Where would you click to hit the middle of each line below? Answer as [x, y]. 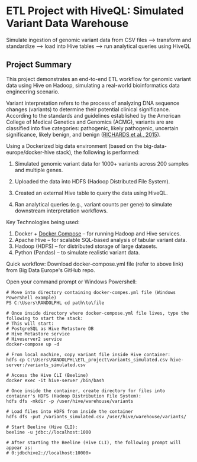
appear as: [20, 448]
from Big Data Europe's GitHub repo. [51, 270]
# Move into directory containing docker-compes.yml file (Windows [91, 292]
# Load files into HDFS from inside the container [70, 411]
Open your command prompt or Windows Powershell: [72, 282]
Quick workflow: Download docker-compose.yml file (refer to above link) [95, 264]
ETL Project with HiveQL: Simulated [95, 11]
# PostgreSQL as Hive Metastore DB [50, 329]
